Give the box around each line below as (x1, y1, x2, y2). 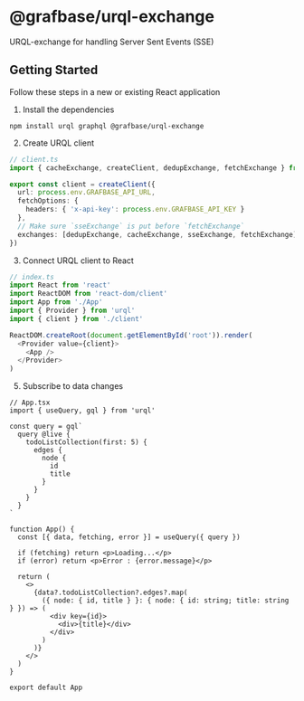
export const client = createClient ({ (9, 179, 156, 189)
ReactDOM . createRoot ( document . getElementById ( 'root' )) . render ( (9, 330, 253, 340)
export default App (9, 683, 83, 693)
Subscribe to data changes (22, 381, 124, 392)
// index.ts (9, 272, 54, 281)
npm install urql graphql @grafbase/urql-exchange (9, 121, 204, 130)
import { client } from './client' (9, 314, 144, 323)
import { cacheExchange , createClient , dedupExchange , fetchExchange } (9, 163, 285, 173)
